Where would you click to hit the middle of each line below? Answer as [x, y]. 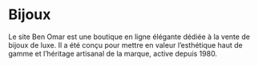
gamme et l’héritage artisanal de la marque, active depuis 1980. [113, 53]
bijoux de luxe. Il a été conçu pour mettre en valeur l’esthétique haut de [125, 45]
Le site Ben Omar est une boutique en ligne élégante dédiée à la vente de [129, 37]
